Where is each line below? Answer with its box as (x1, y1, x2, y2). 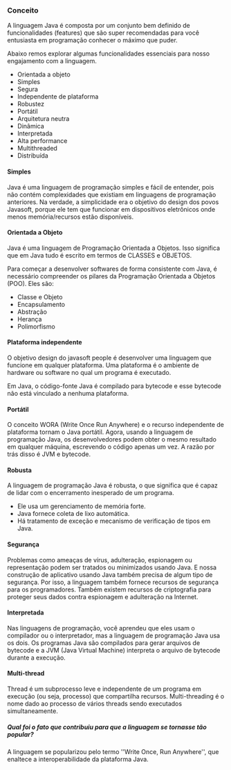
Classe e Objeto (17, 292, 63, 301)
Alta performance (17, 137, 68, 145)
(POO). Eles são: (7, 279, 54, 287)
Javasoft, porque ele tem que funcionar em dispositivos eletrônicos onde (7, 205, 216, 213)
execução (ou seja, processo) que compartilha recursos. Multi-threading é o (7, 692, 225, 700)
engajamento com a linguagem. (7, 57, 97, 65)
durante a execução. (7, 653, 66, 662)
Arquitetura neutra (17, 115, 70, 123)
